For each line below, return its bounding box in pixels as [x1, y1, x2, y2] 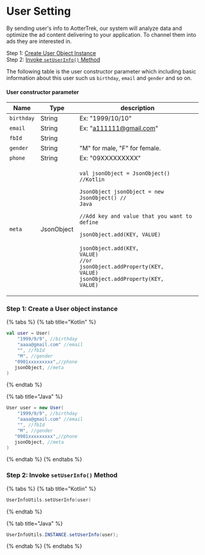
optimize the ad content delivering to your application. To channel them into [6, 31, 196, 38]
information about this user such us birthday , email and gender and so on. [6, 74, 192, 81]
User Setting [6, 4, 71, 18]
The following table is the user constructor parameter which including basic [6, 67, 196, 75]
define [79, 219, 99, 226]
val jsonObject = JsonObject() [79, 170, 171, 177]
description [120, 104, 155, 113]
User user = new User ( [6, 405, 64, 411]
